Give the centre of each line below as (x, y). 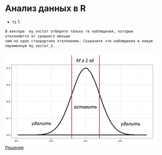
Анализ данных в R (46, 8)
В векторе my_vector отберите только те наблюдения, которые (69, 31)
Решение (15, 147)
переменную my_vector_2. (30, 46)
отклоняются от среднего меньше (38, 36)
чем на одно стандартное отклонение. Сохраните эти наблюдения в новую (79, 41)
